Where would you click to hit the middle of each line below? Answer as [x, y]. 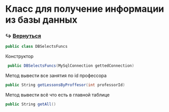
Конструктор [20, 57]
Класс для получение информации [85, 9]
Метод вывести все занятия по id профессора [56, 76]
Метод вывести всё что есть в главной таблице [58, 95]
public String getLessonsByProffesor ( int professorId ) [65, 85]
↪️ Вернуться [23, 36]
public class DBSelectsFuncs [36, 47]
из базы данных [42, 20]
